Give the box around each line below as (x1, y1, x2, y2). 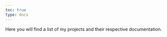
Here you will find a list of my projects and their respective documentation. (5, 26, 162, 32)
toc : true (5, 7, 27, 13)
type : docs (5, 12, 29, 17)
